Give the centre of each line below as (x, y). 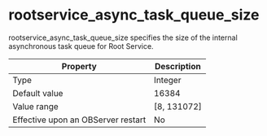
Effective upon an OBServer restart (79, 120)
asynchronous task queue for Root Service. (81, 46)
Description (177, 66)
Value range (35, 106)
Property (79, 66)
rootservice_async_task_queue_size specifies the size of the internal (123, 37)
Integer (167, 80)
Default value (38, 93)
